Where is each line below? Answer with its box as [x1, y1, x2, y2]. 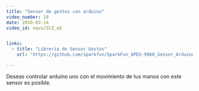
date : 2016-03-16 [6, 19, 49, 25]
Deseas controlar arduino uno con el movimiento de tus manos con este [6, 73, 182, 80]
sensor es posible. [6, 79, 52, 86]
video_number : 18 [6, 14, 49, 20]
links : [6, 41, 23, 47]
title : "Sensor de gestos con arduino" [6, 8, 105, 15]
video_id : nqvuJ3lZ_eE [6, 25, 62, 31]
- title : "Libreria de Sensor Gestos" [11, 46, 108, 52]
